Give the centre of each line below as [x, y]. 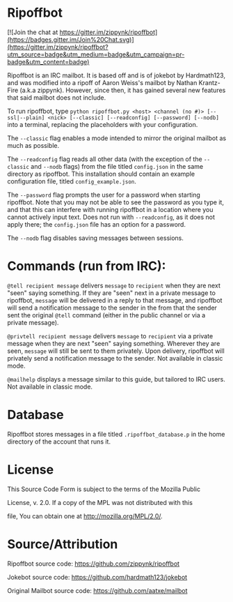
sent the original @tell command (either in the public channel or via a [106, 315]
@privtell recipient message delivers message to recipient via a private [110, 336]
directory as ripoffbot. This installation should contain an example [101, 174]
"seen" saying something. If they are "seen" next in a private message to [111, 293]
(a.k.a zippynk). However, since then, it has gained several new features [123, 90]
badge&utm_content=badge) [48, 61]
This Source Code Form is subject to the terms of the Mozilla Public [104, 489]
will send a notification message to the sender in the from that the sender [112, 308]
